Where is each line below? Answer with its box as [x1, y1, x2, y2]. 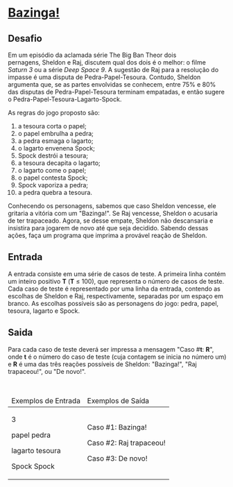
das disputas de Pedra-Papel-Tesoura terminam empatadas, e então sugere [8, 88, 225, 96]
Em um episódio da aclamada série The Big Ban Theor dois [8, 51, 177, 59]
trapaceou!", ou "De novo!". [8, 367, 86, 375]
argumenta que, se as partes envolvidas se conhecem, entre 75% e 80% [8, 80, 216, 88]
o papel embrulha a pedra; [17, 130, 94, 137]
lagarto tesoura [11, 445, 61, 455]
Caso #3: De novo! [87, 453, 148, 463]
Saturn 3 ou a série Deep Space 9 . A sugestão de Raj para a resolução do [8, 66, 219, 74]
